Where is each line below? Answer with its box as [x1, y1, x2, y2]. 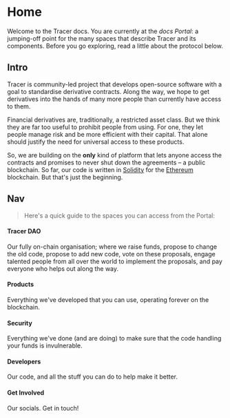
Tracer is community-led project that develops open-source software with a [7, 80, 222, 88]
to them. [7, 102, 31, 111]
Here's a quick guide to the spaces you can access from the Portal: [23, 211, 216, 220]
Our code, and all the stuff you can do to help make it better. [7, 372, 178, 381]
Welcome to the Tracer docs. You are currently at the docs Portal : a [7, 27, 199, 35]
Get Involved [7, 388, 45, 397]
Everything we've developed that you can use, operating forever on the [7, 295, 209, 304]
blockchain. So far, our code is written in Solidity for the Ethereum [7, 165, 194, 173]
